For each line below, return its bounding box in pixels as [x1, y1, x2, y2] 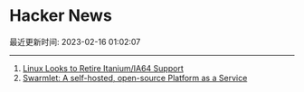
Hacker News [9, 5, 113, 26]
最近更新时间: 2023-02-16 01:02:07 [9, 36, 141, 47]
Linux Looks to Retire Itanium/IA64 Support [22, 62, 184, 73]
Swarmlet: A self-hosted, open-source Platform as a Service [22, 72, 248, 83]
